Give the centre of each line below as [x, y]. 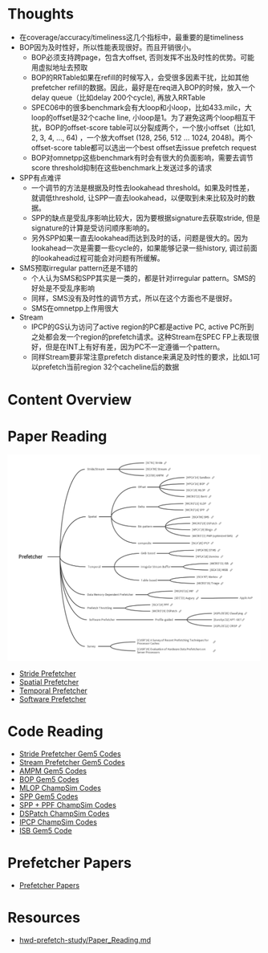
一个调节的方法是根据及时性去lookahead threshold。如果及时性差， [142, 187]
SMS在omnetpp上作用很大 [75, 308]
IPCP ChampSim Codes [58, 822]
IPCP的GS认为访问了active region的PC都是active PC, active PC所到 [142, 327]
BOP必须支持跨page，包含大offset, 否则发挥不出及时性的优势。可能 [142, 57]
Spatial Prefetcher [49, 682]
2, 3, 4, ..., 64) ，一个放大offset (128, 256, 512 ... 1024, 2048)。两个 [142, 137]
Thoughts [41, 14]
